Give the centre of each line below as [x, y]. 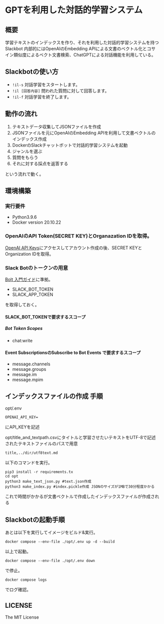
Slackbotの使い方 [32, 72]
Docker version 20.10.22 [36, 222]
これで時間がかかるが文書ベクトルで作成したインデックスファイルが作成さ [80, 497]
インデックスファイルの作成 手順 [54, 396]
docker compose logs [26, 580]
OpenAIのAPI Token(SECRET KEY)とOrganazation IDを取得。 [79, 236]
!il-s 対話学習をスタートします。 [46, 85]
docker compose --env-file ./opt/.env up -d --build [60, 542]
